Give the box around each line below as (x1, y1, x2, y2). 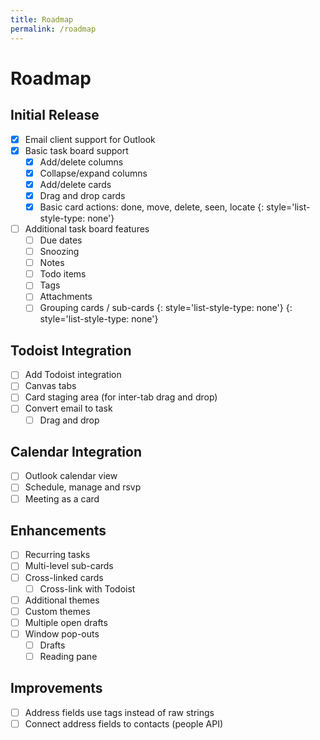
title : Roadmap (10, 14, 74, 25)
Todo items (39, 268, 87, 280)
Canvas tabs (24, 380, 77, 392)
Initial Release (10, 107, 100, 124)
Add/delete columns (39, 156, 124, 168)
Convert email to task (24, 402, 113, 415)
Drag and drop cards (39, 189, 126, 201)
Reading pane (39, 650, 98, 662)
